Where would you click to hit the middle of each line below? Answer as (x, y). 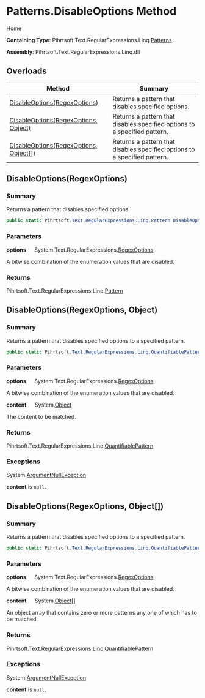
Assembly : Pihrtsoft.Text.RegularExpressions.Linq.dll (73, 52)
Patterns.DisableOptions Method (92, 11)
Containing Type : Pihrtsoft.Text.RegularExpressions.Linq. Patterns (89, 40)
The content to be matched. (41, 416)
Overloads (27, 71)
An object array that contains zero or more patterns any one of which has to (102, 613)
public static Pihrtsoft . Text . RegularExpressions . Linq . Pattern (88, 221)
